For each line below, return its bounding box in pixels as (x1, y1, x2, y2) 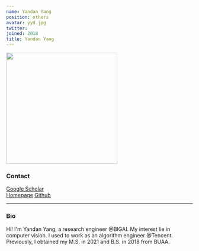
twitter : (6, 25, 28, 31)
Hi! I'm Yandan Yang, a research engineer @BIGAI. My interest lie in (6, 226, 171, 233)
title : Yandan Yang (6, 36, 54, 42)
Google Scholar (6, 185, 44, 192)
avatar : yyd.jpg (6, 20, 46, 25)
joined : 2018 (6, 31, 38, 37)
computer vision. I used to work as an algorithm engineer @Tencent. (6, 231, 174, 239)
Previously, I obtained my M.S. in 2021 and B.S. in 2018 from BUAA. (6, 238, 170, 245)
